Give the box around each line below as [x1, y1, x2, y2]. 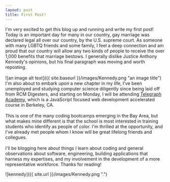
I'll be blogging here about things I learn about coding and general [5, 145, 144, 151]
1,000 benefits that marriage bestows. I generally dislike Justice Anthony [5, 53, 157, 59]
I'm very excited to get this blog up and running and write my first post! [5, 26, 154, 32]
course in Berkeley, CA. [5, 102, 54, 108]
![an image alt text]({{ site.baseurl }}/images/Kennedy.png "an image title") [5, 75, 161, 81]
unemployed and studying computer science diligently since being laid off [5, 85, 160, 92]
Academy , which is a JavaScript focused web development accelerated [5, 96, 155, 102]
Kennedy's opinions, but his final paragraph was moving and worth [5, 58, 146, 65]
